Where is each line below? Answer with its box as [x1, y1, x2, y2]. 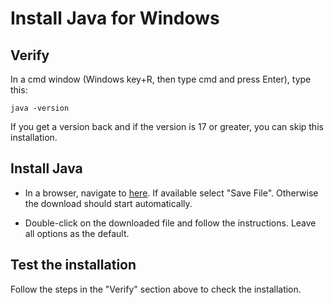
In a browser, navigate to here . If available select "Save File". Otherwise [24, 187, 319, 199]
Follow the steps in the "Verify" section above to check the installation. [10, 283, 302, 295]
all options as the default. [24, 227, 130, 239]
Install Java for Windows [10, 7, 220, 30]
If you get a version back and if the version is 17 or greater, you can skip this [10, 121, 324, 132]
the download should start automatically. [24, 197, 193, 209]
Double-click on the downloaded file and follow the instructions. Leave [24, 217, 317, 229]
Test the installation [10, 257, 137, 274]
